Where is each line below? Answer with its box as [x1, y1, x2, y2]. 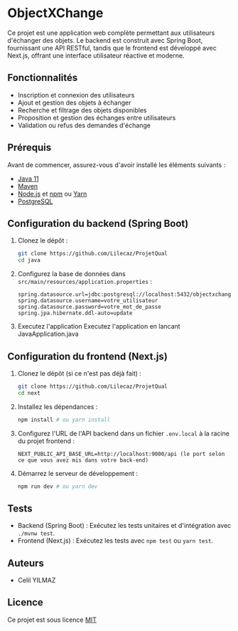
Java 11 [17, 174, 39, 183]
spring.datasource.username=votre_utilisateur [17, 297, 158, 304]
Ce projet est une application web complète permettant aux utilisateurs [7, 28, 215, 37]
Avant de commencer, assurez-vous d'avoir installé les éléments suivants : [7, 160, 226, 169]
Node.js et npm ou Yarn [17, 189, 87, 198]
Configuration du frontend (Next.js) [7, 350, 168, 362]
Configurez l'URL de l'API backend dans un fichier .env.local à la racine [17, 429, 229, 438]
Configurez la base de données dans [17, 270, 126, 278]
